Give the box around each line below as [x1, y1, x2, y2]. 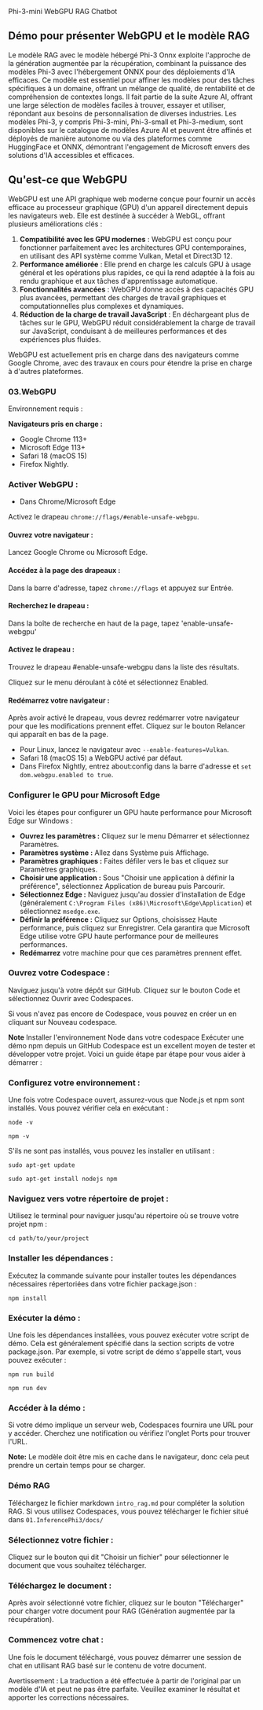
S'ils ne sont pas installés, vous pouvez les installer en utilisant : [8, 1147, 215, 1156]
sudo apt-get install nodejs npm [8, 1175, 118, 1183]
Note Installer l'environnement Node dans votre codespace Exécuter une [8, 1033, 245, 1042]
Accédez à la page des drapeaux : [8, 566, 121, 575]
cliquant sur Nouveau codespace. [8, 1017, 118, 1026]
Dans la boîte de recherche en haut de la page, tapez [8, 618, 180, 628]
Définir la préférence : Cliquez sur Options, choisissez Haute [19, 915, 217, 924]
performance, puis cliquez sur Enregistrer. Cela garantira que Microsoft [19, 923, 250, 932]
